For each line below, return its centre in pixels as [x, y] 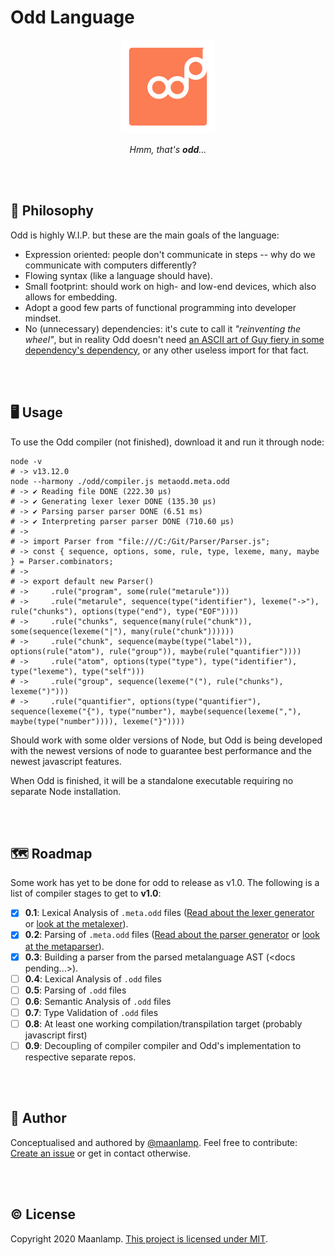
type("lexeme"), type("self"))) [77, 671]
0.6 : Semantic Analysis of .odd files [98, 1001]
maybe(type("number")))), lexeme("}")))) [98, 721]
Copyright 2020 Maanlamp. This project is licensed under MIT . [139, 1238]
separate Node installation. [66, 791]
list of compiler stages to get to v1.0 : [86, 893]
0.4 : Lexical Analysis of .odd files [93, 978]
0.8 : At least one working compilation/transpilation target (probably [163, 1023]
